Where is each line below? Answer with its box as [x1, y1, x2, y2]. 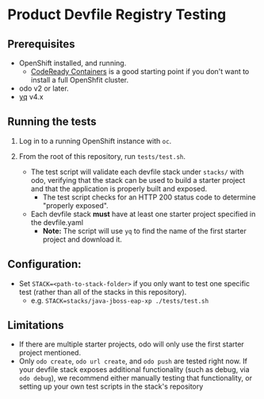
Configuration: [7, 258, 82, 271]
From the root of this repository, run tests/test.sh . [18, 151, 186, 161]
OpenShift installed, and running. [18, 58, 127, 68]
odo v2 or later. [18, 83, 69, 93]
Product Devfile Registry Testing [7, 6, 227, 24]
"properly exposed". [42, 200, 109, 210]
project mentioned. [18, 348, 81, 358]
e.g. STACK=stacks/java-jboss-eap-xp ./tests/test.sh [30, 296, 209, 305]
